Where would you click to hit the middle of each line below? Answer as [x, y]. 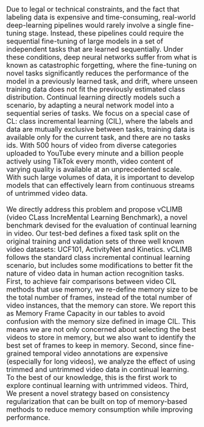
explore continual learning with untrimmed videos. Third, [97, 386]
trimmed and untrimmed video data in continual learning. [98, 370]
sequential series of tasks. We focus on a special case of [98, 113]
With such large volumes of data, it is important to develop [100, 178]
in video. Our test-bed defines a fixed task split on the [93, 234]
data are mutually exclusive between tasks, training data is [100, 129]
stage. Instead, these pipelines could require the [106, 33]
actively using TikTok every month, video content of [90, 161]
